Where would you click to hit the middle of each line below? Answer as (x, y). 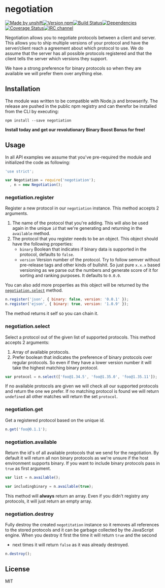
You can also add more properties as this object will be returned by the (77, 285)
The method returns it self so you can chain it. (52, 314)
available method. (31, 234)
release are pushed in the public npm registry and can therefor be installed (81, 106)
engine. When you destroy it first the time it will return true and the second (81, 535)
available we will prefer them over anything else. (54, 73)
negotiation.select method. (34, 291)
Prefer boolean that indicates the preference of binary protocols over (82, 357)
